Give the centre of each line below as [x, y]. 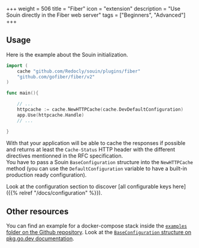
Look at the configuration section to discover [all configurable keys [89, 186]
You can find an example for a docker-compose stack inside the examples [97, 226]
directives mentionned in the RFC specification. [65, 156]
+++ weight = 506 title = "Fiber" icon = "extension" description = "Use [94, 9]
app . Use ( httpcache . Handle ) [51, 115]
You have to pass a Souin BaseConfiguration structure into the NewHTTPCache [100, 162]
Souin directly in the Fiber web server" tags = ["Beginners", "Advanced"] [96, 15]
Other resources [37, 211]
